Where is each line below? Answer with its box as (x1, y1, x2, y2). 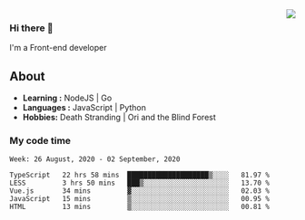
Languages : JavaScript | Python (22, 102, 147, 113)
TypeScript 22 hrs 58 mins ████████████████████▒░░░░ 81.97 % (9, 171, 271, 180)
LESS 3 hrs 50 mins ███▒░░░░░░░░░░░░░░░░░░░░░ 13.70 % (9, 178, 271, 188)
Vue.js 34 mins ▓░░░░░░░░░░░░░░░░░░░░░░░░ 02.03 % (9, 187, 271, 196)
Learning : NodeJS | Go (22, 92, 113, 103)
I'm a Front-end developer (9, 43, 107, 53)
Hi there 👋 (9, 22, 54, 34)
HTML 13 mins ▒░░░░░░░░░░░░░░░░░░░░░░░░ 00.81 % (9, 203, 271, 212)
